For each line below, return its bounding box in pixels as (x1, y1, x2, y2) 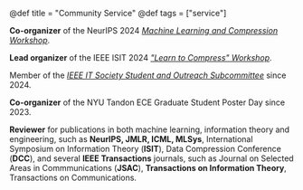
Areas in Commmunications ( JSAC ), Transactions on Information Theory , (9, 163, 287, 173)
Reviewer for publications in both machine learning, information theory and (9, 124, 290, 135)
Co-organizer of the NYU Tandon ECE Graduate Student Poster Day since (9, 97, 286, 108)
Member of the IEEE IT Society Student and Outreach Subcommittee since (9, 70, 287, 81)
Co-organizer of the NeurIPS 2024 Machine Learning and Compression (9, 25, 279, 35)
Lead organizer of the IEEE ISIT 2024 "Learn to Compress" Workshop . (9, 52, 273, 62)
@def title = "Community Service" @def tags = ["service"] (9, 8, 227, 18)
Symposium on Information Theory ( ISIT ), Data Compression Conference (9, 144, 282, 154)
